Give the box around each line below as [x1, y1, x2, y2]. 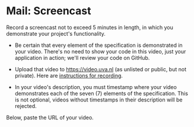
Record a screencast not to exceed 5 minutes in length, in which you [6, 24, 174, 31]
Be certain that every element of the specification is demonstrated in [14, 42, 183, 49]
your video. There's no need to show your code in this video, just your [14, 47, 186, 55]
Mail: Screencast [6, 4, 91, 18]
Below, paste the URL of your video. [6, 114, 94, 121]
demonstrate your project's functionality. [6, 30, 106, 37]
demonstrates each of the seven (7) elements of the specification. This [14, 90, 189, 97]
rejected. [14, 102, 37, 109]
